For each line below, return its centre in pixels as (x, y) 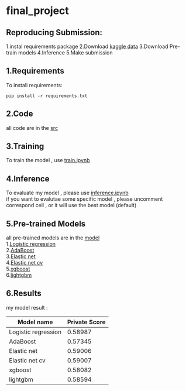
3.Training (25, 147)
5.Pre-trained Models (46, 224)
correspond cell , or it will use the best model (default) (71, 205)
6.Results (24, 294)
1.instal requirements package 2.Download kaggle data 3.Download (87, 46)
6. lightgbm (19, 275)
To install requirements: (34, 85)
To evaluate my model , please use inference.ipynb (67, 193)
